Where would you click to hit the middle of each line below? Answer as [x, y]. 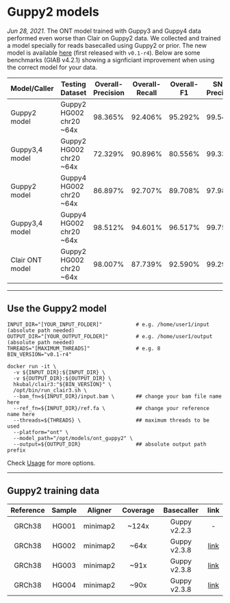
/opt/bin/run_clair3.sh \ [50, 390]
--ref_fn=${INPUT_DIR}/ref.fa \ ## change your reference [112, 408]
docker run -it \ [32, 366]
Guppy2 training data [53, 491]
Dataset [74, 92]
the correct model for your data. [52, 67]
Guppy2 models [53, 12]
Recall [147, 92]
